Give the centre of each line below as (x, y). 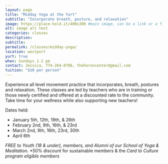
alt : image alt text (27, 28)
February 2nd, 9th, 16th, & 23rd (44, 125)
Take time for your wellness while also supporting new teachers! (71, 100)
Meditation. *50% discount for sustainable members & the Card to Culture (82, 151)
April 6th (21, 136)
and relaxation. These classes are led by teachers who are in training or (79, 90)
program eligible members (32, 156)
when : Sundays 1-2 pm (28, 61)
